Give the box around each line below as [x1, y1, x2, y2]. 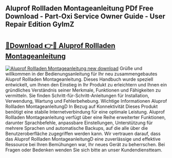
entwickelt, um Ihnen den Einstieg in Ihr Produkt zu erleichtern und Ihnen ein [5, 82, 167, 87]
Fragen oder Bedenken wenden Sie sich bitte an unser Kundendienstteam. [5, 147, 163, 153]
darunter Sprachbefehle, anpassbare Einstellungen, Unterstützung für [5, 120, 153, 126]
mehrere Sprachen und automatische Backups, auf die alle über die [5, 125, 148, 131]
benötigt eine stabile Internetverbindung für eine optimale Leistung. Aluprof [5, 109, 165, 115]
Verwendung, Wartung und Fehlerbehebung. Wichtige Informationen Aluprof [5, 98, 167, 104]
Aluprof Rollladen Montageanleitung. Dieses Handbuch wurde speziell [5, 76, 154, 82]
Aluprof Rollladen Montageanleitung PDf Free [5, 4, 154, 13]
